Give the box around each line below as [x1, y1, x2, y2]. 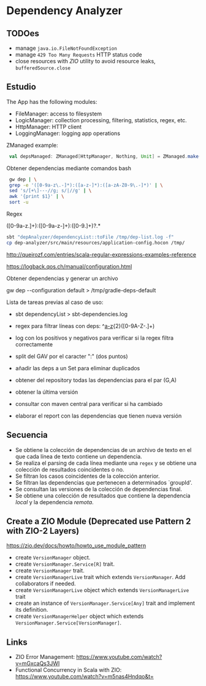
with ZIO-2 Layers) [6, 526, 80, 536]
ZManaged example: [6, 141, 58, 149]
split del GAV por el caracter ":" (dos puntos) [15, 353, 128, 360]
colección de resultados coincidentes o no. [15, 466, 124, 473]
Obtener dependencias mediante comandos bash [6, 164, 132, 172]
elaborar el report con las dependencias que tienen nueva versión [15, 412, 182, 419]
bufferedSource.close [15, 65, 71, 71]
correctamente [15, 340, 53, 348]
